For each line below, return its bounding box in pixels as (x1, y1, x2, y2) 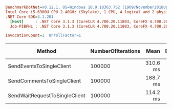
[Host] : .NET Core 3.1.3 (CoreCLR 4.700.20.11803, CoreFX (10, 19, 147, 24)
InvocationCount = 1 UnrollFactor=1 (5, 33, 81, 38)
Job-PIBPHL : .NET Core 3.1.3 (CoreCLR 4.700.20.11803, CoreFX (10, 24, 147, 29)
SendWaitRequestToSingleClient (8, 92, 85, 99)
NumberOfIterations (90, 48, 141, 55)
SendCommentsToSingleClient (8, 77, 81, 84)
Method (36, 48, 56, 55)
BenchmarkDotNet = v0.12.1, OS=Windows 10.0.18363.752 (5, 5, 120, 10)
